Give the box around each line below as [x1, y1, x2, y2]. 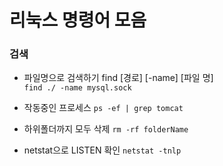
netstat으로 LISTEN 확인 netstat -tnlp [23, 144, 182, 156]
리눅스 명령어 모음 [9, 9, 147, 32]
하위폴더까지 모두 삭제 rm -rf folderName [23, 123, 189, 135]
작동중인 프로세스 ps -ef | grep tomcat [23, 102, 184, 114]
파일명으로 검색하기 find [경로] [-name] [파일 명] [23, 72, 214, 84]
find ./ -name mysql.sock [23, 83, 132, 93]
